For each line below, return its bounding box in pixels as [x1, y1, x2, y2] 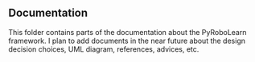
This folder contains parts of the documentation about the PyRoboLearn [8, 27, 247, 37]
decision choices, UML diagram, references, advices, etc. [8, 44, 199, 54]
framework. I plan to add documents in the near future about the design [8, 36, 245, 45]
